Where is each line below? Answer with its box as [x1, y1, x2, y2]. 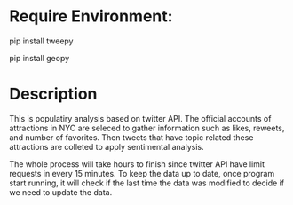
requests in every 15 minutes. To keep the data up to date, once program [9, 168, 275, 178]
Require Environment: [9, 6, 173, 27]
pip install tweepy [9, 35, 74, 46]
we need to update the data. [9, 186, 113, 197]
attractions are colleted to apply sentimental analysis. [9, 141, 204, 152]
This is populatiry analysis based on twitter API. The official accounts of [9, 113, 272, 123]
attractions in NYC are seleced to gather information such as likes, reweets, [9, 122, 285, 133]
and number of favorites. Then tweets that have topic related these [9, 131, 254, 143]
